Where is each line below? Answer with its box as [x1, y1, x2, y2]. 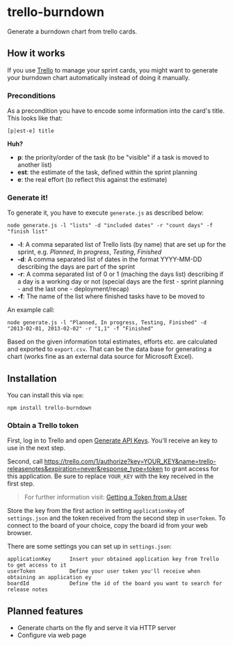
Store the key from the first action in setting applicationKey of [7, 507, 185, 515]
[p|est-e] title [7, 128, 54, 134]
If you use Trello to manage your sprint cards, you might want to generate [7, 66, 218, 74]
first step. [7, 479, 35, 488]
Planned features [7, 605, 83, 617]
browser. [7, 529, 33, 537]
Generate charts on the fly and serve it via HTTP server [17, 624, 176, 632]
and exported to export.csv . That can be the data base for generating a [7, 345, 212, 353]
